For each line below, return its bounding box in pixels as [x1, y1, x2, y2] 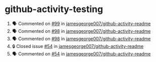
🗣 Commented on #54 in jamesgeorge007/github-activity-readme [12, 50, 151, 56]
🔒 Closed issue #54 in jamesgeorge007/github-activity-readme [12, 43, 144, 49]
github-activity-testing [5, 4, 103, 15]
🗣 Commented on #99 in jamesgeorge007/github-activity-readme [12, 20, 151, 26]
